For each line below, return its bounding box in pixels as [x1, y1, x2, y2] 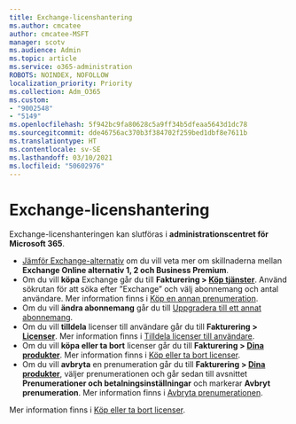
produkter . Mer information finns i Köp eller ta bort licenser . [21, 349, 241, 360]
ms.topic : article [9, 54, 77, 63]
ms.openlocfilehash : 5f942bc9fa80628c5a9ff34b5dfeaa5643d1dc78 [9, 121, 248, 130]
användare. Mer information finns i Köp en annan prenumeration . [21, 294, 259, 304]
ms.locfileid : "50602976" [9, 161, 105, 170]
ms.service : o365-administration [9, 63, 133, 72]
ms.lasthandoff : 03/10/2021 [9, 153, 113, 162]
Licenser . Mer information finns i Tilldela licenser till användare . [21, 331, 255, 342]
